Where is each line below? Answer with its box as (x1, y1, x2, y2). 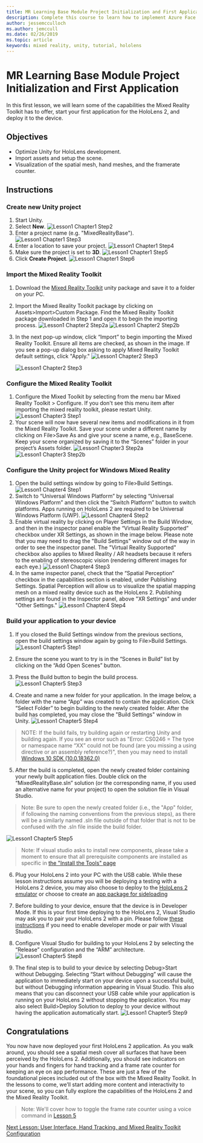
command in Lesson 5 (21, 1112, 77, 1119)
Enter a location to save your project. (14, 243, 107, 250)
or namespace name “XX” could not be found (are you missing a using (21, 741, 197, 749)
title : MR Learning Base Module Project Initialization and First (6, 8, 177, 15)
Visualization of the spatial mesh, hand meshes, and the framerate (14, 161, 180, 168)
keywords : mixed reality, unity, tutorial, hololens (6, 43, 142, 49)
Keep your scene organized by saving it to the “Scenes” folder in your (14, 438, 189, 445)
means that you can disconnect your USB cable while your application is (14, 989, 195, 997)
